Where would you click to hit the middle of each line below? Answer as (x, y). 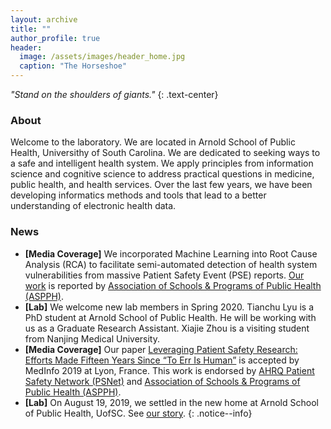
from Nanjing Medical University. (92, 338)
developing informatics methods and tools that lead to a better (138, 195)
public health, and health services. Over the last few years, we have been (161, 185)
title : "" (31, 29)
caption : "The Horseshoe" (73, 66)
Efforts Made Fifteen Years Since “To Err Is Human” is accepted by (162, 360)
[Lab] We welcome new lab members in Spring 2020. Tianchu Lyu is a (169, 307)
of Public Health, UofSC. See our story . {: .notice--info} (138, 413)
